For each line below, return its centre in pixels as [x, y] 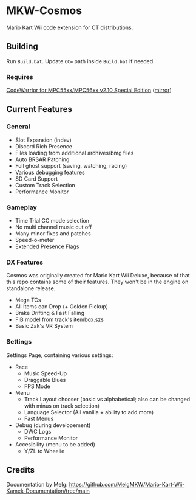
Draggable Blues [45, 380]
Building [22, 47]
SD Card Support [36, 179]
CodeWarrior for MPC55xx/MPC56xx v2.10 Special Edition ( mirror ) [89, 90]
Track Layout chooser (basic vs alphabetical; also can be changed [107, 399]
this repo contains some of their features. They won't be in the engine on [97, 282]
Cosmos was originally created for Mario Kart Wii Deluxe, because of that [98, 276]
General [18, 127]
